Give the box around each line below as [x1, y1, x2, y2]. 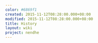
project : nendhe [5, 30, 39, 35]
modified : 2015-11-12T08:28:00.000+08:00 [5, 16, 93, 21]
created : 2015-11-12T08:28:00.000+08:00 [5, 12, 91, 17]
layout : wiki [5, 26, 33, 31]
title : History [5, 21, 37, 26]
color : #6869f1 [5, 7, 37, 12]
